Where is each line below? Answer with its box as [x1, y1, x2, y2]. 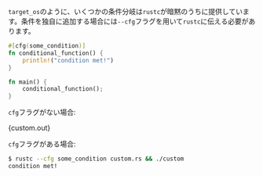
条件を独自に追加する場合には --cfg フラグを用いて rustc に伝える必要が [20, 16, 249, 26]
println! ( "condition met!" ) [22, 56, 114, 64]
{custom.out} [8, 124, 51, 133]
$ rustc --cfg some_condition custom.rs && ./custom [8, 155, 184, 163]
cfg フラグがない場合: [8, 108, 76, 117]
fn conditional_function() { [8, 49, 104, 57]
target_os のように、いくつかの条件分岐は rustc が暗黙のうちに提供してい [8, 7, 243, 16]
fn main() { [8, 77, 47, 86]
